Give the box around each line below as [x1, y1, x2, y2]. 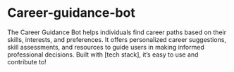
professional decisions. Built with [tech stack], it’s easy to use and [7, 50, 199, 59]
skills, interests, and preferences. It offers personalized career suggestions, [7, 35, 227, 43]
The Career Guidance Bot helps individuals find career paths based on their [7, 28, 227, 36]
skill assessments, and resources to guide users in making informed [7, 43, 204, 51]
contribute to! [7, 57, 47, 66]
